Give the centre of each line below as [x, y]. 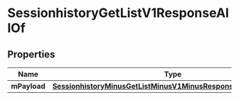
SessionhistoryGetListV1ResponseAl [118, 13]
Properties [31, 54]
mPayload [28, 86]
